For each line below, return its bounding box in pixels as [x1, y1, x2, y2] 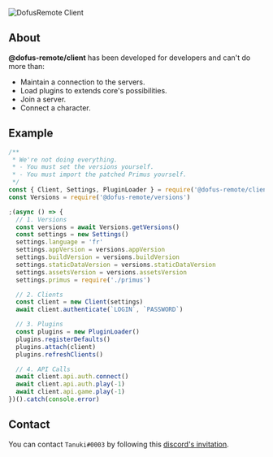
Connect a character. [19, 102, 91, 113]
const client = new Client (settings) [15, 298, 144, 306]
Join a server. [19, 94, 67, 104]
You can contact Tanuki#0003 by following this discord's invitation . [8, 439, 229, 449]
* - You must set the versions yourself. [11, 163, 154, 171]
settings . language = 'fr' [15, 238, 104, 247]
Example [8, 127, 54, 140]
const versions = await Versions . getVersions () [15, 223, 180, 231]
